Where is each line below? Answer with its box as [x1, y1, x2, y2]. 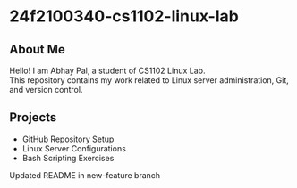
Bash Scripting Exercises [21, 152, 115, 163]
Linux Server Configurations [21, 143, 127, 153]
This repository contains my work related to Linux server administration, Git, [9, 75, 289, 86]
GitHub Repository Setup [21, 134, 115, 144]
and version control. [9, 85, 83, 94]
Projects [9, 110, 57, 126]
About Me [9, 42, 65, 57]
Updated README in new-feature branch [9, 169, 161, 180]
